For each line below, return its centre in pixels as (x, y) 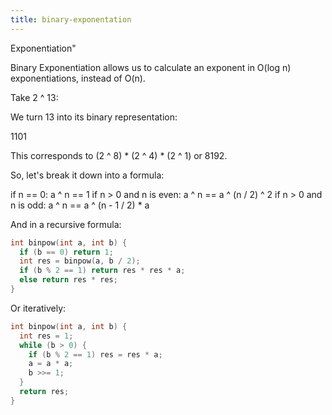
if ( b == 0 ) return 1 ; (66, 252)
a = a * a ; (51, 364)
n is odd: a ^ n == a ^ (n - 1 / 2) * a (80, 205)
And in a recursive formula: (66, 224)
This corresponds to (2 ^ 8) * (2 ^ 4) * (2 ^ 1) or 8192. (119, 155)
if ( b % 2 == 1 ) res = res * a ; (95, 354)
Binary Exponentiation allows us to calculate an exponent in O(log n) (151, 67)
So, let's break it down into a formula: (87, 175)
